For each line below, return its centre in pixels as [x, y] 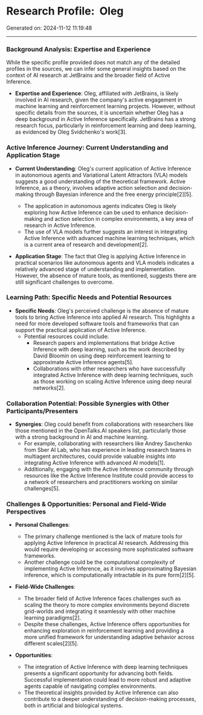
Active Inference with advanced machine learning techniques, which [109, 238]
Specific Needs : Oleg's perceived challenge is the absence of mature [102, 310]
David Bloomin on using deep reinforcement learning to [102, 356]
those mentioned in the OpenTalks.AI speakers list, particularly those [100, 431]
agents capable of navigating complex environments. [90, 686]
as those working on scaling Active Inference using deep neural [112, 381]
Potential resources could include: [66, 336]
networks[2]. [49, 388]
